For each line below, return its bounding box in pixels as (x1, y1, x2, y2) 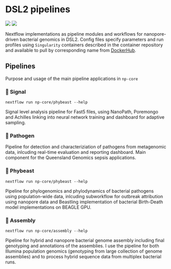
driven (5, 36, 19, 42)
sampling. (5, 120, 26, 126)
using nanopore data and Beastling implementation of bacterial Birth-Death (5, 199, 163, 205)
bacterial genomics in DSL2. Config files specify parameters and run (19, 36, 164, 42)
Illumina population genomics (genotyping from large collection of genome (5, 248, 162, 254)
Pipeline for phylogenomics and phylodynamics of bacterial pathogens (5, 187, 154, 194)
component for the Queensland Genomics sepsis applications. (5, 154, 136, 161)
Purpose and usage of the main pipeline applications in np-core (5, 75, 138, 82)
